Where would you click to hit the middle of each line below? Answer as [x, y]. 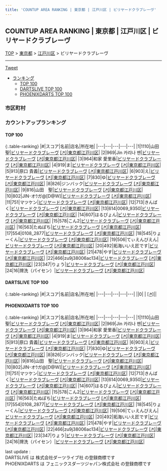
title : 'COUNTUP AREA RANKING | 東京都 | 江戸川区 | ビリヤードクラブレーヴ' [81, 10]
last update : [18, 451]
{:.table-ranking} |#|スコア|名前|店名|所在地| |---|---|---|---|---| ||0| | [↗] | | [81, 294]
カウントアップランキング [36, 123]
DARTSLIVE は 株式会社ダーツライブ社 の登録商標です [60, 457]
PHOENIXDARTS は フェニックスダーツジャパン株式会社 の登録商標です [78, 464]
